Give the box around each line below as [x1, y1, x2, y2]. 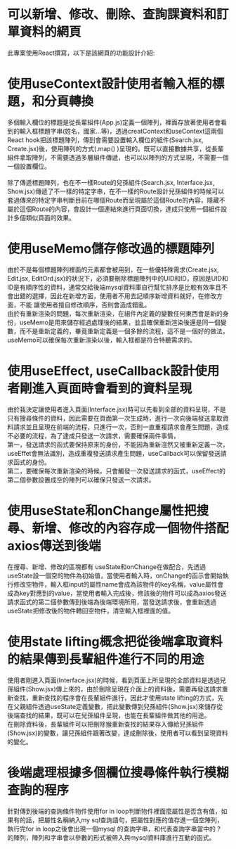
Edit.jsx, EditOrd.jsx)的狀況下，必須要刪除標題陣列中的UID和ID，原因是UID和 [7, 274, 228, 282]
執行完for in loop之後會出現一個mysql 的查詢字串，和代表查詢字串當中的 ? [7, 824, 221, 833]
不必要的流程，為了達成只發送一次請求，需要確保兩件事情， [7, 431, 180, 440]
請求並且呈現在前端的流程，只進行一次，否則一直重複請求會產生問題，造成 [13, 423, 229, 431]
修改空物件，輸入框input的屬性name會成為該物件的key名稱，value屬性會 [13, 580, 224, 588]
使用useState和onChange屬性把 [7, 502, 197, 518]
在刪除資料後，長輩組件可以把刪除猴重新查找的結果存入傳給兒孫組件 [7, 720, 204, 728]
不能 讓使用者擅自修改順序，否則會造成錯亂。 [19, 300, 151, 309]
